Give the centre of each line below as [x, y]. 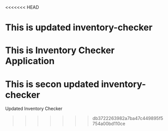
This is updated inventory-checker [79, 28]
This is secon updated [52, 84]
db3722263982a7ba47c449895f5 [128, 118]
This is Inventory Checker [60, 50]
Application [30, 61]
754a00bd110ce [109, 124]
